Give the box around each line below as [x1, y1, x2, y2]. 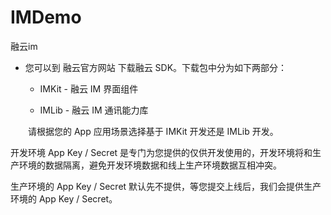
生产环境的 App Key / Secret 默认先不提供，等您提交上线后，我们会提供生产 [10, 180, 322, 192]
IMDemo [10, 6, 82, 29]
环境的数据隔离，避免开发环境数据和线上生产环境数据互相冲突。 [18, 159, 282, 171]
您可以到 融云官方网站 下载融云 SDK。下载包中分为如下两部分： [24, 61, 288, 73]
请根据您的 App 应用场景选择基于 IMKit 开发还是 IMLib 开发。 [28, 125, 279, 137]
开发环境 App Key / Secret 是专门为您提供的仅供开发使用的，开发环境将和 [10, 146, 313, 158]
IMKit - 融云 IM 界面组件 [39, 82, 139, 95]
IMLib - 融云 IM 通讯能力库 [39, 104, 149, 116]
